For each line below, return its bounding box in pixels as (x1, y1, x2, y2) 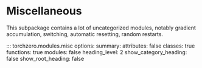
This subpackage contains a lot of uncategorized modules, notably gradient (6, 24, 197, 31)
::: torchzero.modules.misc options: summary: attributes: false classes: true (6, 42, 195, 49)
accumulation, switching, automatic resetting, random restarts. (6, 30, 163, 37)
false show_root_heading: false (6, 55, 85, 62)
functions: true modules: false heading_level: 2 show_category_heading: (6, 48, 187, 55)
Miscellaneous (6, 4, 82, 18)
